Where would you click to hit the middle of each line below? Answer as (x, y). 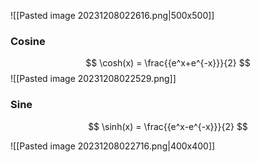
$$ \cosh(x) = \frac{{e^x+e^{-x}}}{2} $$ (168, 63)
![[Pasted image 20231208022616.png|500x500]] (112, 15)
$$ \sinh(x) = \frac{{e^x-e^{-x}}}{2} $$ (168, 126)
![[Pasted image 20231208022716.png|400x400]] (113, 146)
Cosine (28, 41)
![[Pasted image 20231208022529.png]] (93, 79)
